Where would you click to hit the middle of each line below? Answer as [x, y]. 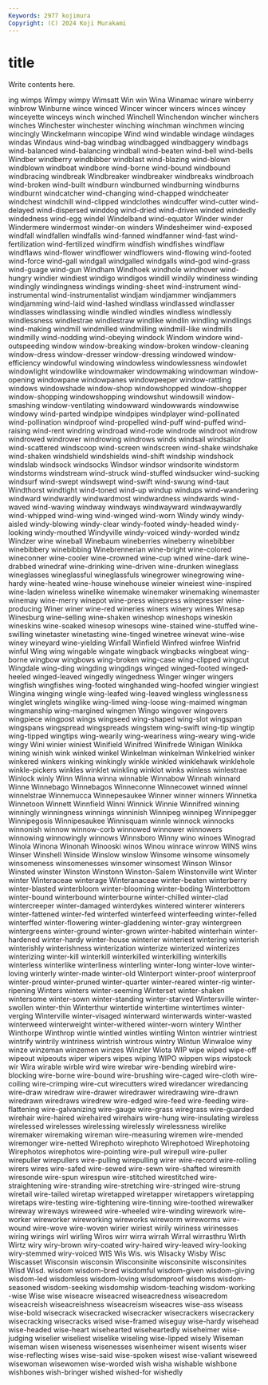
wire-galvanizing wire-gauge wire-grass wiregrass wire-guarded [148, 1110]
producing [25, 609]
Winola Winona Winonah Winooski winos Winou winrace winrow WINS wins [133, 846]
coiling [19, 1084]
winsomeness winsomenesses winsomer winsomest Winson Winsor [120, 864]
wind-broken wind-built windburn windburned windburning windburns [124, 185]
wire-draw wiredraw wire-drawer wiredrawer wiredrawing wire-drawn [124, 1092]
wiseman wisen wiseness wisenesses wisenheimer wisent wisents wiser [128, 1347]
